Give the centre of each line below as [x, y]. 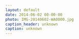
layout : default [22, 10]
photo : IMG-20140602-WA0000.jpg [39, 19]
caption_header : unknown [32, 24]
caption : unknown [24, 29]
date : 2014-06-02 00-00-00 [34, 15]
